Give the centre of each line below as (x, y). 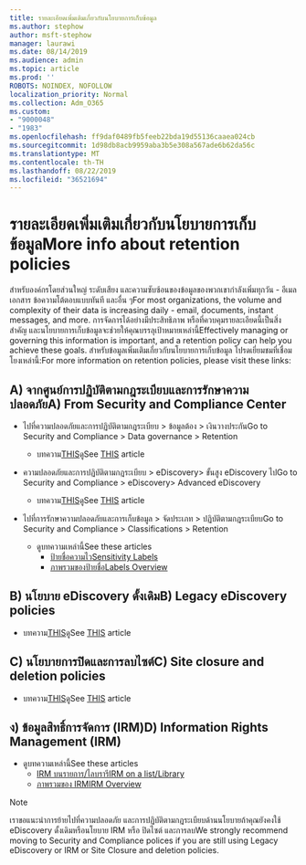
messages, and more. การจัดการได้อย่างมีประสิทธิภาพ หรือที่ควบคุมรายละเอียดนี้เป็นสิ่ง (145, 320)
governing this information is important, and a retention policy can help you (151, 341)
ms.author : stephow (47, 26)
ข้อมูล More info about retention (125, 244)
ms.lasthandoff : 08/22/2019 (63, 171)
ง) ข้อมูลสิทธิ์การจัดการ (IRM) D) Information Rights (139, 728)
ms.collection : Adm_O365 (57, 103)
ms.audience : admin (47, 60)
